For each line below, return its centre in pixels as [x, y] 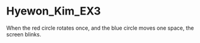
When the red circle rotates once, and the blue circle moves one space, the [100, 28]
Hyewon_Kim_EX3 [54, 11]
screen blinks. [24, 34]
